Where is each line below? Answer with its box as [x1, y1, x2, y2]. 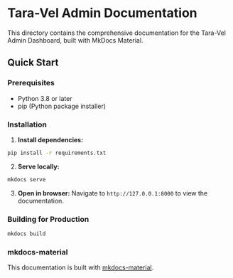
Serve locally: [17, 162, 60, 171]
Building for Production [7, 214, 90, 224]
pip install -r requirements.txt [7, 149, 107, 156]
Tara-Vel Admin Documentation [7, 5, 197, 21]
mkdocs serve [7, 176, 46, 183]
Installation [7, 119, 48, 129]
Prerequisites [7, 78, 55, 88]
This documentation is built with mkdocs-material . [7, 263, 154, 272]
